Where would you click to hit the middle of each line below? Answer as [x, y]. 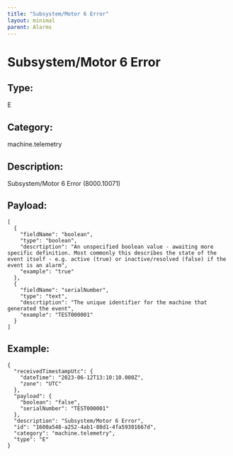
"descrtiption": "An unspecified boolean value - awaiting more [117, 247]
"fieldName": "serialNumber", [65, 290]
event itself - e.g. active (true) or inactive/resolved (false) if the [117, 259]
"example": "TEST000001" [57, 315]
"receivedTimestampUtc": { [53, 371]
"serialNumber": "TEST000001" [65, 408]
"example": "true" [47, 271]
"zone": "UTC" [41, 384]
